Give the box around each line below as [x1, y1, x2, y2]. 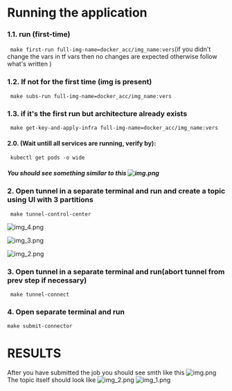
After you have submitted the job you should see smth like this [7, 368, 185, 377]
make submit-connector [7, 323, 73, 330]
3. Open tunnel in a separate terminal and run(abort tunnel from [7, 267, 225, 276]
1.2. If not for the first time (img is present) [7, 77, 152, 87]
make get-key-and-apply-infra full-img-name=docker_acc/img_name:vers [10, 124, 218, 132]
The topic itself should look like [7, 376, 96, 384]
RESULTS [7, 345, 62, 361]
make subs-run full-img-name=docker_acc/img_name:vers [10, 93, 172, 99]
